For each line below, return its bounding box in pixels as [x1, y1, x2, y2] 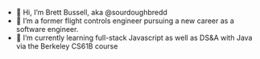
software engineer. [15, 25, 79, 33]
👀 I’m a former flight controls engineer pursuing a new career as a [15, 16, 235, 26]
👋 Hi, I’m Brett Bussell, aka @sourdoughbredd [15, 8, 167, 17]
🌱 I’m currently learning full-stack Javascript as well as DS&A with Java [15, 33, 253, 42]
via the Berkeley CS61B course [15, 41, 118, 51]
